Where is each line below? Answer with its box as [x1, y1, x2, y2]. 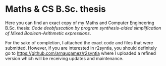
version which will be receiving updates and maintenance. [5, 55, 124, 61]
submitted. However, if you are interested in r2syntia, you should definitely [5, 45, 157, 51]
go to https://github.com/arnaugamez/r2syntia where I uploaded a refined [5, 50, 156, 56]
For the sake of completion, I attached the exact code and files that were [5, 39, 154, 45]
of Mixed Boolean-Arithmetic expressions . [5, 30, 91, 36]
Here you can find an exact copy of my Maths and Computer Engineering [5, 20, 155, 26]
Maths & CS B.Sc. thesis [5, 3, 106, 15]
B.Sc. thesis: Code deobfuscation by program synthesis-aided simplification [5, 25, 162, 31]
